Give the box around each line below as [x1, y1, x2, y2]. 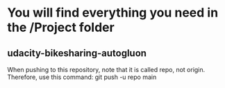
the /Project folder [7, 19, 115, 35]
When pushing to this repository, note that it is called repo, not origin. [7, 66, 206, 73]
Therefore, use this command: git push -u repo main [7, 73, 157, 81]
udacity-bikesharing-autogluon [7, 47, 147, 59]
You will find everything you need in [7, 5, 219, 21]
